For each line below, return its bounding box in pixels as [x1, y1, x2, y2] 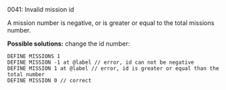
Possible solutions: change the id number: [7, 39, 130, 48]
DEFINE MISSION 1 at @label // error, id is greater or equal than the [7, 65, 219, 72]
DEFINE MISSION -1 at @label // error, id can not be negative [7, 59, 195, 66]
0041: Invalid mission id [7, 6, 74, 13]
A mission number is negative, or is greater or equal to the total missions [7, 19, 215, 27]
